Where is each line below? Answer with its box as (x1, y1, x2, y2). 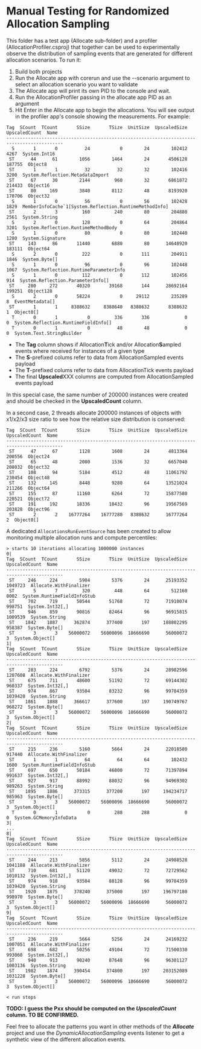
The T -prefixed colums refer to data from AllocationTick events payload (14, 366, 194, 373)
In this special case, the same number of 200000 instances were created (6, 391, 188, 398)
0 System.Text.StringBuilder (6, 330, 83, 336)
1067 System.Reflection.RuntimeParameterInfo (6, 267, 126, 273)
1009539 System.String (6, 614, 66, 620)
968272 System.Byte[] (6, 704, 63, 710)
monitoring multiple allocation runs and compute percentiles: (6, 534, 158, 541)
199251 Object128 (6, 288, 53, 294)
